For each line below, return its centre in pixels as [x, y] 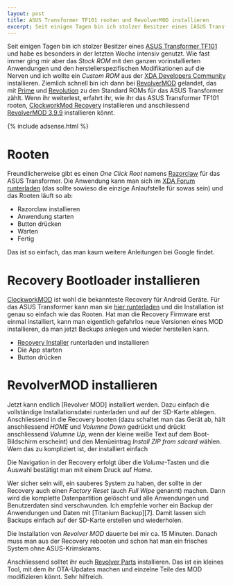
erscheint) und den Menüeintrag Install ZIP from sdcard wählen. [130, 441]
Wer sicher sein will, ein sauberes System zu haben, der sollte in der [105, 483]
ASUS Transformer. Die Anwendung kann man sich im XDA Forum [101, 181]
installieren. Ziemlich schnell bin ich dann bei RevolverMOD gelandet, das [112, 83]
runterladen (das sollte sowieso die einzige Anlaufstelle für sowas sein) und [115, 188]
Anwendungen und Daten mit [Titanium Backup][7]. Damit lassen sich [107, 513]
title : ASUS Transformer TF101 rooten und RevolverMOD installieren [108, 20]
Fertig [26, 239]
